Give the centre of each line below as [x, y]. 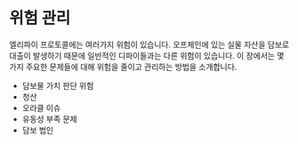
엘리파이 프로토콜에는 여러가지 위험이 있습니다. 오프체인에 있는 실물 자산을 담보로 [149, 44]
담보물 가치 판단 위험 [58, 85]
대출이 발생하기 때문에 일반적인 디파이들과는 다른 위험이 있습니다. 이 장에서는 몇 [147, 55]
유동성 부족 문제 [49, 119]
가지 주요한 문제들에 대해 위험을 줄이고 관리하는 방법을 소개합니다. [123, 67]
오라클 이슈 [41, 108]
